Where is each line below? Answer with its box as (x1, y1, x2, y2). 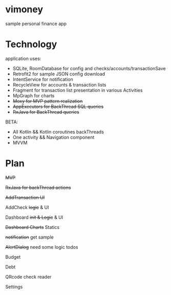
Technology (5, 38, 57, 50)
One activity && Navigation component (12, 134, 95, 140)
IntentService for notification (12, 76, 73, 82)
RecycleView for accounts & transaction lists (12, 81, 106, 88)
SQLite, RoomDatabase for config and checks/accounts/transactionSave (12, 65, 166, 71)
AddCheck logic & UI (5, 204, 49, 210)
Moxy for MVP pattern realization (12, 98, 83, 104)
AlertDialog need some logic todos (5, 244, 78, 250)
